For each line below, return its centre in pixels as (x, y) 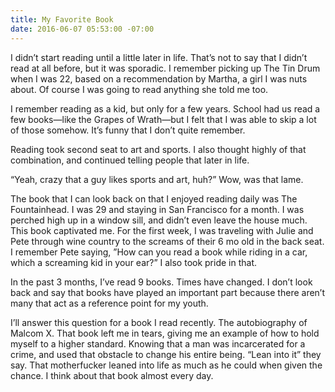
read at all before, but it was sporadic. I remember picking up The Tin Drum (165, 68)
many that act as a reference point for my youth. (109, 303)
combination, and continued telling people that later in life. (130, 160)
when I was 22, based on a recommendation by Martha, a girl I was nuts (159, 78)
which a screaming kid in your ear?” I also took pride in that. (134, 262)
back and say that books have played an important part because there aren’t (168, 292)
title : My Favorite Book (62, 19)
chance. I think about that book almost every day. (112, 375)
